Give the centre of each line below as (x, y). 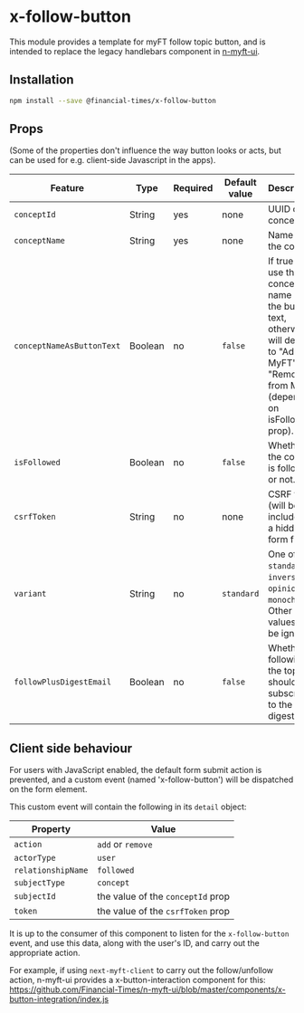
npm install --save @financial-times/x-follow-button (113, 100)
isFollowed (37, 463)
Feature (67, 188)
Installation (42, 80)
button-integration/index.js (59, 999)
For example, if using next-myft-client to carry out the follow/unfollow (142, 970)
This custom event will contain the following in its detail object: (128, 807)
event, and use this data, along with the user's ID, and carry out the (134, 943)
